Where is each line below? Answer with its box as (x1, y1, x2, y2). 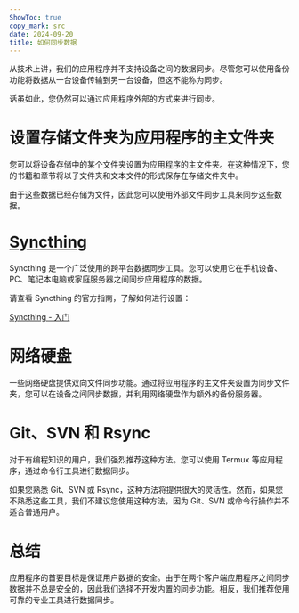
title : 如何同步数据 (9, 37, 77, 47)
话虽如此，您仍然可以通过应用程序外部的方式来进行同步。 (9, 94, 220, 104)
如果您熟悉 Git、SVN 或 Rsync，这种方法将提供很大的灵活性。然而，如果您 (9, 485, 283, 494)
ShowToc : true (9, 12, 62, 22)
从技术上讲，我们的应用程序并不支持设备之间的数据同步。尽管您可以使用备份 (9, 63, 290, 74)
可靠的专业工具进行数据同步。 (9, 594, 118, 605)
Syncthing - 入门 (9, 312, 70, 323)
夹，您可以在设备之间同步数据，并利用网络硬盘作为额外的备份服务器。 (9, 388, 267, 399)
